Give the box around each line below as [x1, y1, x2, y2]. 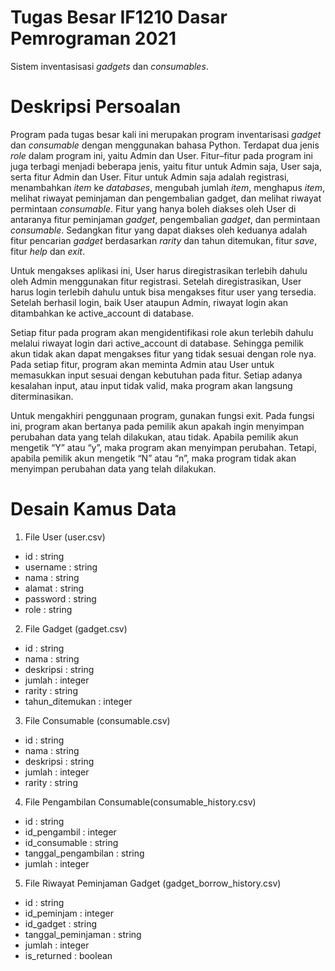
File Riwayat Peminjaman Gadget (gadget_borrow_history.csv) [24, 877, 282, 889]
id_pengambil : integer [24, 826, 117, 838]
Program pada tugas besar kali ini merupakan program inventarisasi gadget [10, 128, 322, 140]
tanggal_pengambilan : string [24, 847, 145, 859]
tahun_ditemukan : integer [24, 695, 133, 707]
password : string [24, 592, 97, 605]
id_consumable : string [24, 836, 119, 848]
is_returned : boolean [24, 949, 113, 961]
